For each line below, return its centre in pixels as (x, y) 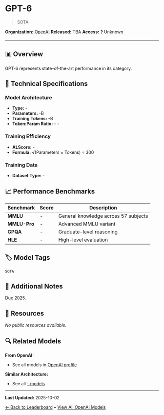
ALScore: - (23, 147)
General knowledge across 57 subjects (103, 216)
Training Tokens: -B (32, 119)
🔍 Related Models (33, 341)
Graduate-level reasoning (88, 231)
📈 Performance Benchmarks (50, 192)
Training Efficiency (28, 136)
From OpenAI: (20, 355)
